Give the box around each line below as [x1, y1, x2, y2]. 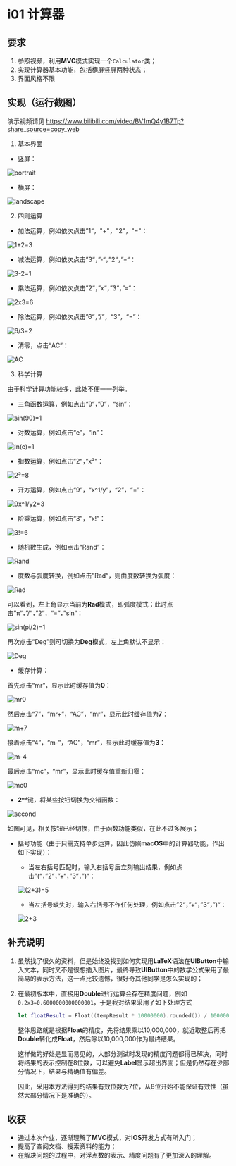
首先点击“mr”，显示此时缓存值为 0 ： [7, 681, 111, 689]
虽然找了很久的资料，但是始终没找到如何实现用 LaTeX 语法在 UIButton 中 [17, 956, 223, 965]
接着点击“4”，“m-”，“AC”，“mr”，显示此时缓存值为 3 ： [7, 738, 166, 747]
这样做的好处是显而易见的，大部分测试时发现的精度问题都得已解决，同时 [17, 1049, 228, 1058]
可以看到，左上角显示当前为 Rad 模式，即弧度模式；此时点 [7, 600, 174, 608]
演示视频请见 [7, 117, 44, 125]
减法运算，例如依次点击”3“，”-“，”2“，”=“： [17, 255, 136, 263]
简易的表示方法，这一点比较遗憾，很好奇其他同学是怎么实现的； [17, 974, 203, 983]
